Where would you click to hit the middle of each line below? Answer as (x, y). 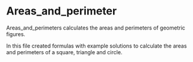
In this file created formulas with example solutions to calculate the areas (97, 46)
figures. (16, 34)
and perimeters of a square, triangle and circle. (64, 52)
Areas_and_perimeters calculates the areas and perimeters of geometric (96, 28)
